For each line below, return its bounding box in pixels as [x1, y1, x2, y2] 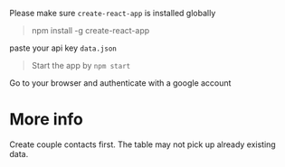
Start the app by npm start [31, 60, 131, 70]
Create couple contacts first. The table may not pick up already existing [9, 139, 276, 150]
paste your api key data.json [9, 42, 118, 53]
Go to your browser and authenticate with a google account [9, 78, 232, 88]
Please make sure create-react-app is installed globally [9, 8, 216, 18]
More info [9, 109, 84, 130]
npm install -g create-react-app [31, 25, 150, 35]
